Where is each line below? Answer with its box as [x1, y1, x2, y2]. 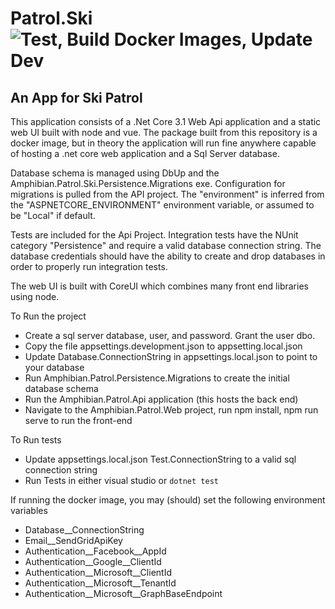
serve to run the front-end [24, 415, 133, 426]
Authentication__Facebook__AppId [24, 545, 167, 557]
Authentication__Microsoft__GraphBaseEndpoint [24, 588, 223, 599]
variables [10, 505, 48, 516]
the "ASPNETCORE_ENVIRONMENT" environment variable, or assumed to [10, 199, 315, 211]
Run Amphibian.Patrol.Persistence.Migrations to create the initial [24, 372, 290, 384]
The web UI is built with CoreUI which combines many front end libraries [10, 280, 309, 292]
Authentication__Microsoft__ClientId [24, 567, 172, 578]
